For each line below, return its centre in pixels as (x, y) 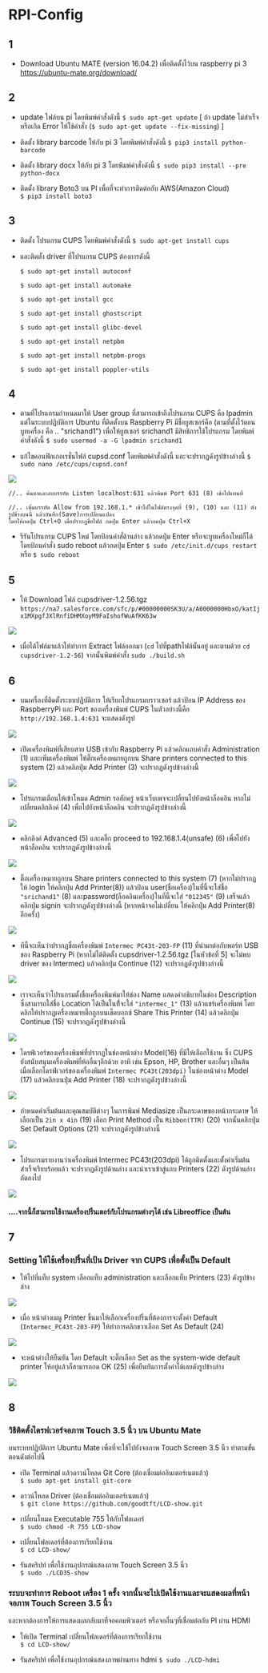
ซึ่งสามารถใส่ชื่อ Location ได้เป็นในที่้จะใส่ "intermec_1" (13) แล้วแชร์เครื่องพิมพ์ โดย (137, 1004)
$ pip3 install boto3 (56, 196)
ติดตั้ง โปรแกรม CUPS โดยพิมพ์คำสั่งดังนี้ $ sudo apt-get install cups (124, 240)
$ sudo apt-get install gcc (66, 299)
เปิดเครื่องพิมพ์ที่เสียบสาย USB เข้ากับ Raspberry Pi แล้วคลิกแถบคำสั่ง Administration (140, 749)
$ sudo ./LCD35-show (54, 1573)
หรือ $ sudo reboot (50, 554)
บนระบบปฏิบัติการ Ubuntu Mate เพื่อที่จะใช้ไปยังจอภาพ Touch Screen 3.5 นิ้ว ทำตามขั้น (132, 1448)
